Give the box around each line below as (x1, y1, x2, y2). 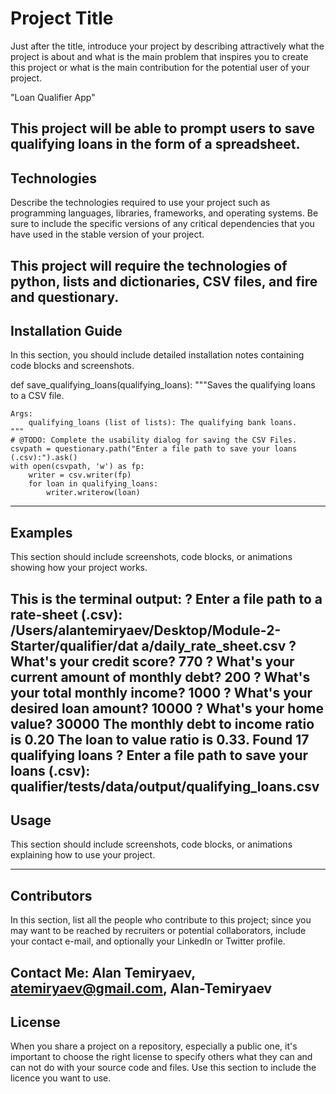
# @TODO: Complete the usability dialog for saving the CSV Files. (10, 435, 298, 446)
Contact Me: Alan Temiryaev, (10, 964, 196, 981)
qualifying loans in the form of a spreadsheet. (10, 136, 301, 153)
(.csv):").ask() (10, 453, 78, 463)
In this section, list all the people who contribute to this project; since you (10, 914, 312, 926)
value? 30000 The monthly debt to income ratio (10, 715, 315, 732)
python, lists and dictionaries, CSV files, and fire (10, 273, 318, 290)
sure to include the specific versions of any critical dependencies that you (10, 218, 315, 230)
